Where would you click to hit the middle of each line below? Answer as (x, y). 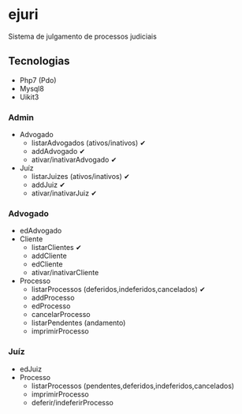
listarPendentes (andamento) (78, 323)
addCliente (49, 256)
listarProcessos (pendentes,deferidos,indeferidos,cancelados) (133, 386)
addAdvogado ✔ (58, 151)
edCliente (47, 264)
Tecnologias (39, 61)
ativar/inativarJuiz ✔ (64, 193)
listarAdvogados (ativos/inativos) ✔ (89, 143)
